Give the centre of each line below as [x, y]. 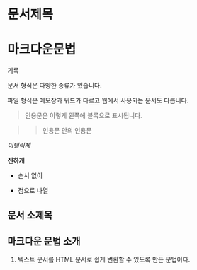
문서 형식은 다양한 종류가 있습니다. [55, 86]
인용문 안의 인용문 [67, 131]
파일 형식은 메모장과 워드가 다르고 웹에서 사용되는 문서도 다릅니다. [98, 100]
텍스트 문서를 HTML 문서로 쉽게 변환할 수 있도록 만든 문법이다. [104, 259]
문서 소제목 [30, 215]
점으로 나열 [33, 191]
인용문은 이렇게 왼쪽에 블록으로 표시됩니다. [84, 116]
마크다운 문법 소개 [44, 241]
